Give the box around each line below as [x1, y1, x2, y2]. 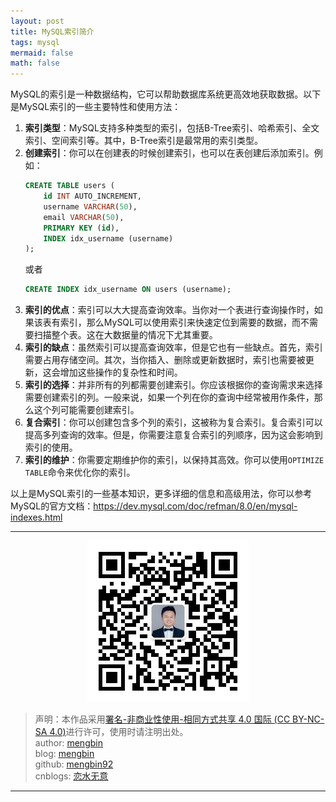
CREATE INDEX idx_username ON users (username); [24, 285, 232, 295]
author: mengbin [34, 737, 103, 749]
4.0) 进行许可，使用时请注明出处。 [49, 726, 189, 738]
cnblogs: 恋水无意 [34, 770, 109, 782]
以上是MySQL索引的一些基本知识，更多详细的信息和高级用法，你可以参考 [10, 488, 313, 500]
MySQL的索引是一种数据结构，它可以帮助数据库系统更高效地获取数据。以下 [10, 88, 322, 100]
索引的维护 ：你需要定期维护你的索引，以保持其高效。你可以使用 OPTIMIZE [24, 454, 325, 466]
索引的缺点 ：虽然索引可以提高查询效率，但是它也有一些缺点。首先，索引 [24, 341, 323, 354]
